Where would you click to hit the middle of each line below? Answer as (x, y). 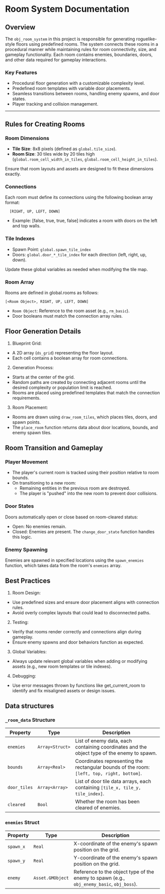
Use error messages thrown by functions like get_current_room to (79, 685)
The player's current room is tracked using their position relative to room (85, 473)
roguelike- (146, 39)
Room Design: (26, 593)
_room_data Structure (30, 720)
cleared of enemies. (98, 808)
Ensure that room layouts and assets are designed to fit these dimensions (79, 168)
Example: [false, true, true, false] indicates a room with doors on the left (85, 221)
